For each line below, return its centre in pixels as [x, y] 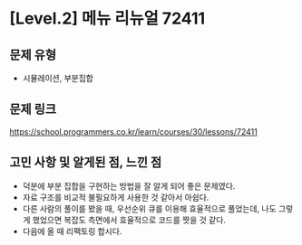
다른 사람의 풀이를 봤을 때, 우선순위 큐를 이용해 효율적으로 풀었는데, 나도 [149, 208]
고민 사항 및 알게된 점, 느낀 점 [86, 162]
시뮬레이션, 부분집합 [58, 78]
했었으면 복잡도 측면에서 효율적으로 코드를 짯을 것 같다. [129, 220]
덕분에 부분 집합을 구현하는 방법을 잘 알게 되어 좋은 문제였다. [129, 185]
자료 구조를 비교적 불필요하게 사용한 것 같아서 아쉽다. [116, 197]
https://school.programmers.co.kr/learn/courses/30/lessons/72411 [134, 131]
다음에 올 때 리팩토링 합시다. [72, 231]
